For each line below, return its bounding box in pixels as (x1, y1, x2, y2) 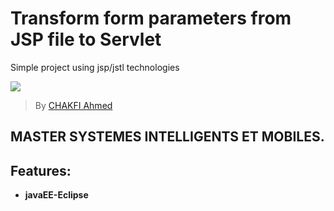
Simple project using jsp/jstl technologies (10, 61, 180, 73)
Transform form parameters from (10, 7, 292, 30)
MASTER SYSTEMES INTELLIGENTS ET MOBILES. (10, 128, 325, 146)
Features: (10, 162, 72, 179)
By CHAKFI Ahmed (34, 99, 113, 111)
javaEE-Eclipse (24, 189, 89, 201)
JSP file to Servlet (10, 28, 162, 51)
